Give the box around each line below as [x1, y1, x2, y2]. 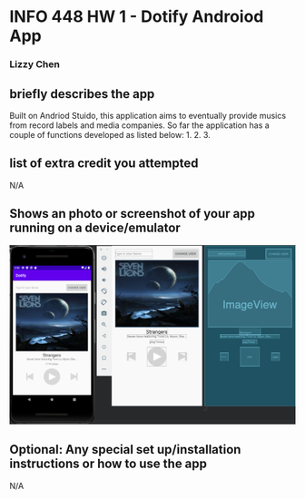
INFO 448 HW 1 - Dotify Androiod [9, 6, 264, 27]
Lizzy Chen [9, 58, 61, 71]
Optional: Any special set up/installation [9, 442, 241, 457]
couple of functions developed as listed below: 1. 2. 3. [9, 129, 211, 140]
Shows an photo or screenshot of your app [9, 206, 256, 221]
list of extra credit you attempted [9, 156, 199, 171]
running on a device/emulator [9, 220, 182, 236]
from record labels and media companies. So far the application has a [9, 120, 270, 131]
